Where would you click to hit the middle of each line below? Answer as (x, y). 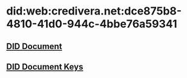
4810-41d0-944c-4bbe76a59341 (92, 24)
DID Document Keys (45, 67)
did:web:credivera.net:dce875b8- (94, 11)
